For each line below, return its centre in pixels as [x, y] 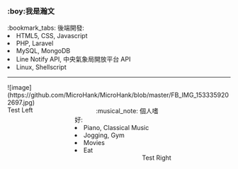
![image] [19, 88]
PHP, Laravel [35, 43]
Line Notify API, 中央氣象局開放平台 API [74, 59]
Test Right [157, 158]
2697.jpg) [21, 103]
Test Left [20, 110]
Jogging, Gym [104, 135]
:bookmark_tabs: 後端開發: [46, 28]
